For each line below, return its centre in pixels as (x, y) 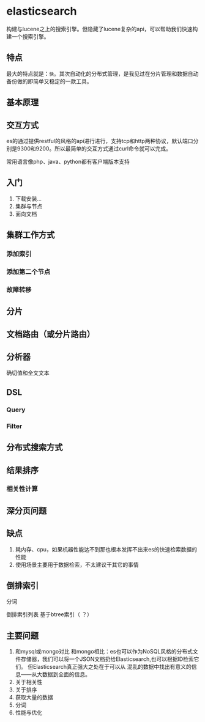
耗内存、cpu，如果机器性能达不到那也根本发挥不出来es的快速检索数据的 (106, 549)
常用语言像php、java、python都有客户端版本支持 (68, 161)
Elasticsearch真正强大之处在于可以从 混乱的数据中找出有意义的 (112, 667)
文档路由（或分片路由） (50, 334)
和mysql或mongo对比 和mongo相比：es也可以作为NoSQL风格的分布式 (104, 652)
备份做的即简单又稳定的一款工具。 (49, 81)
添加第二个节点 (28, 272)
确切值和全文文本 (28, 373)
